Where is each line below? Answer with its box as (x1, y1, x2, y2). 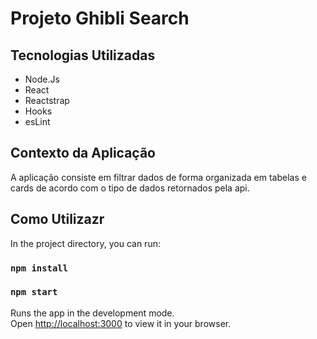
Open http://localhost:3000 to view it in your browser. (10, 317, 232, 329)
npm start (10, 287, 58, 298)
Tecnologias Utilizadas (10, 47, 156, 64)
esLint (24, 116, 51, 127)
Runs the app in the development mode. (10, 307, 175, 319)
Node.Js (24, 73, 60, 85)
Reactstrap (24, 95, 70, 106)
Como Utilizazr (10, 211, 105, 228)
